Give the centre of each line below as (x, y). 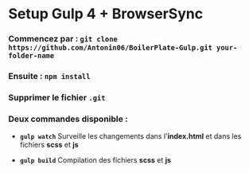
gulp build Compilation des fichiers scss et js (95, 160)
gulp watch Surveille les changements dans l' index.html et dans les (130, 136)
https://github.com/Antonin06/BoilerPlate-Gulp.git (111, 48)
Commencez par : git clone (63, 39)
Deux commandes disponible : (68, 119)
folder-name (31, 56)
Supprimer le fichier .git (57, 97)
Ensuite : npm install (49, 77)
